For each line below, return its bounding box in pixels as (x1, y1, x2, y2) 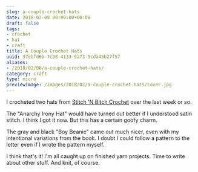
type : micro (6, 76, 36, 82)
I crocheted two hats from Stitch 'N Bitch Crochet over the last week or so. (6, 98, 192, 106)
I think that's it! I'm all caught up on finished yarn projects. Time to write (6, 153, 186, 160)
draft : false (6, 20, 39, 26)
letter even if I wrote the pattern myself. (6, 141, 105, 148)
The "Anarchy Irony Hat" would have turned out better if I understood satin (6, 110, 193, 117)
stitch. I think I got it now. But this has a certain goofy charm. (6, 116, 157, 124)
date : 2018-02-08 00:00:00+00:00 (6, 14, 91, 21)
